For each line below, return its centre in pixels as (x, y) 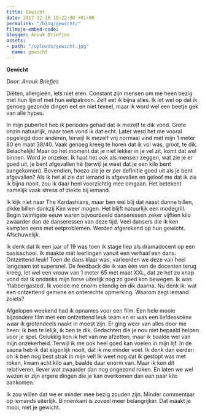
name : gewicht (30, 52)
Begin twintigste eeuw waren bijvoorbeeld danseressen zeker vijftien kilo (99, 215)
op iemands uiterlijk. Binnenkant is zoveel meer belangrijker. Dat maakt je (99, 400)
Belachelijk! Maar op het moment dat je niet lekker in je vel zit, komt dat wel (102, 150)
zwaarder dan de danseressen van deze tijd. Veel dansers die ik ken (93, 221)
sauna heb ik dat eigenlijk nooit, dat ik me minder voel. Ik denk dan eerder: (100, 349)
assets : (16, 41)
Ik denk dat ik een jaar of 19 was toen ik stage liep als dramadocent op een (101, 246)
